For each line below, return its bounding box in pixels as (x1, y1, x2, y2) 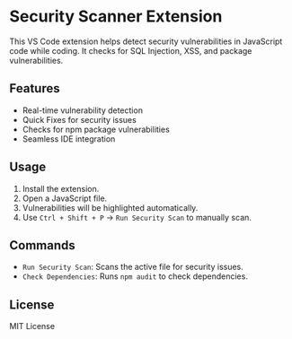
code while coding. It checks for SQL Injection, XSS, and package (9, 45, 252, 56)
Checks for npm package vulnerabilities (22, 124, 171, 135)
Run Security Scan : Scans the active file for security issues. (22, 262, 244, 273)
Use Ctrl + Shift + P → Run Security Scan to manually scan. (22, 212, 252, 222)
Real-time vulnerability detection (22, 105, 144, 116)
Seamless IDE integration (22, 133, 116, 144)
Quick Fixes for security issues (22, 114, 137, 125)
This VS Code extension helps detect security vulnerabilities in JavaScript (9, 36, 283, 47)
